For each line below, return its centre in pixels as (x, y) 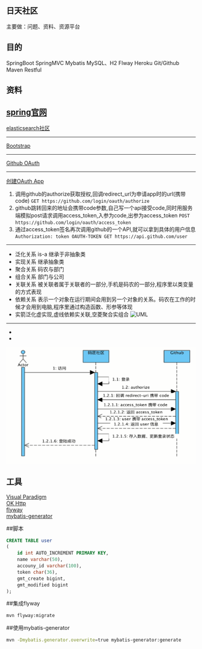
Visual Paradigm (26, 497)
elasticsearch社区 (28, 128)
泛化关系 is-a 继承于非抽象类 (50, 254)
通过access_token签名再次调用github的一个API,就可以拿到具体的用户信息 (105, 229)
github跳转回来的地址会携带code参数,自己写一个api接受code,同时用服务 (104, 208)
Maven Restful (24, 70)
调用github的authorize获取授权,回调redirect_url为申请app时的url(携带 (100, 194)
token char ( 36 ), (38, 572)
